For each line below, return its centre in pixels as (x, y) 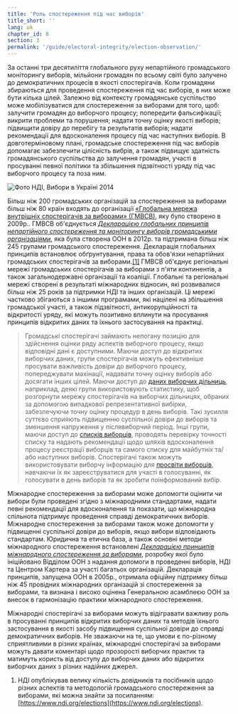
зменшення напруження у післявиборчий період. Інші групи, (117, 427)
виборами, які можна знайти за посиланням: (86, 695)
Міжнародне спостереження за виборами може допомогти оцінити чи (115, 493)
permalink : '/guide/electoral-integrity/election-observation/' (104, 47)
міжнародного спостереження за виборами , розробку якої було (106, 554)
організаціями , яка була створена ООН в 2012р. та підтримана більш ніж (118, 239)
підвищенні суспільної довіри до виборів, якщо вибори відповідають (112, 531)
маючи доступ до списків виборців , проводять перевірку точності (126, 434)
